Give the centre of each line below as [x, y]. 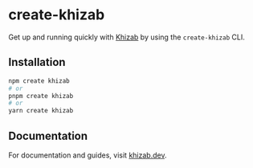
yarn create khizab [41, 111]
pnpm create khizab [41, 96]
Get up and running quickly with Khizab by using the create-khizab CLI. [126, 37]
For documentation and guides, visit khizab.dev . [88, 155]
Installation [37, 62]
